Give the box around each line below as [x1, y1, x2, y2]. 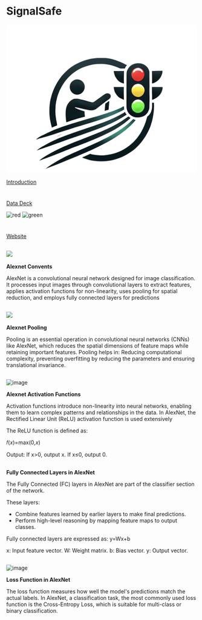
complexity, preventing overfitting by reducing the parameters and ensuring [6, 355, 195, 362]
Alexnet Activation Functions [6, 391, 81, 398]
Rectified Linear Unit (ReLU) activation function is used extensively [6, 416, 173, 423]
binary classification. [6, 607, 59, 615]
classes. [15, 523, 36, 530]
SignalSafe [6, 4, 62, 18]
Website [6, 232, 27, 240]
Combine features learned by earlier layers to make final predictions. [15, 510, 186, 517]
